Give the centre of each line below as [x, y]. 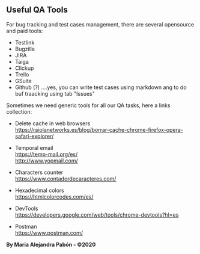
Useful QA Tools [37, 10]
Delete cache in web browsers [53, 123]
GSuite [23, 81]
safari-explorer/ [34, 136]
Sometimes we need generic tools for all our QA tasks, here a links [88, 105]
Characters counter [39, 172]
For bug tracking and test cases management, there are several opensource [100, 24]
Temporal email [34, 147]
